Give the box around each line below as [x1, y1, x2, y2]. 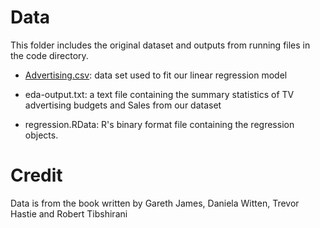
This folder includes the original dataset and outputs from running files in [10, 39, 311, 51]
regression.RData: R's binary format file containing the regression [24, 118, 295, 130]
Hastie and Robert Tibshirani [10, 207, 128, 220]
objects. [24, 129, 59, 141]
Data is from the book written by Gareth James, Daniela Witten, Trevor [10, 197, 300, 209]
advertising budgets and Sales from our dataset [24, 99, 222, 111]
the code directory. [10, 49, 89, 61]
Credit [10, 164, 63, 187]
